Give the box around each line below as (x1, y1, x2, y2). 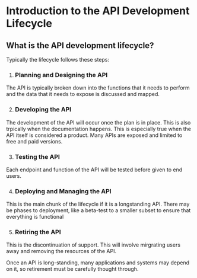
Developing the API (14, 106, 72, 114)
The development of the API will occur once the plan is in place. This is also (6, 119, 191, 126)
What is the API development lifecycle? (6, 40, 154, 50)
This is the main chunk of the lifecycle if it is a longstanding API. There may (6, 200, 190, 208)
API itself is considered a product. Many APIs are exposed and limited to (6, 132, 183, 139)
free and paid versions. (6, 138, 63, 145)
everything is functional (6, 213, 64, 221)
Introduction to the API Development (6, 4, 190, 18)
